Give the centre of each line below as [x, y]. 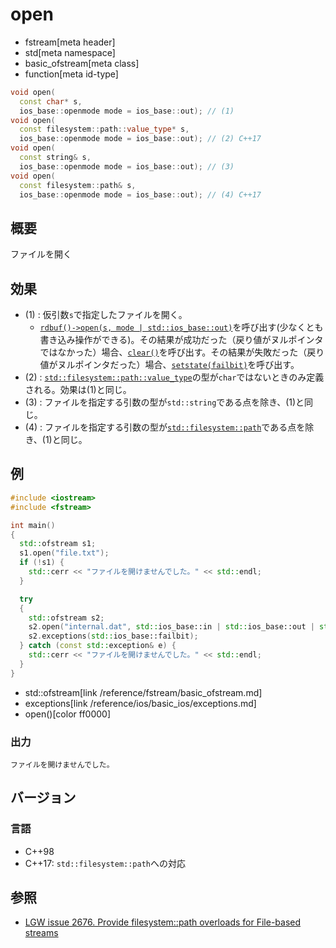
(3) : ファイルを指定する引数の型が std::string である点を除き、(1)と [164, 402]
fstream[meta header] [70, 42]
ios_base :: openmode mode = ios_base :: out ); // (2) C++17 [140, 139]
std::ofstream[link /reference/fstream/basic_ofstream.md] [143, 692]
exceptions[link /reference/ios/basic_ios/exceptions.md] [140, 703]
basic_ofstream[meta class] [82, 63]
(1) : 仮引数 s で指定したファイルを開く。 [106, 315]
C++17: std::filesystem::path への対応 [105, 863]
